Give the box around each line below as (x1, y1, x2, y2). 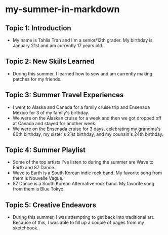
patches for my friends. (12, 76, 62, 82)
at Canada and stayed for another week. (12, 120, 97, 126)
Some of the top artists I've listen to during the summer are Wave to (12, 159, 154, 165)
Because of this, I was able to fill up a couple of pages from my (12, 219, 144, 226)
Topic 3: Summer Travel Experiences (5, 91, 124, 99)
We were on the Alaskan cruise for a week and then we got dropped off (12, 115, 162, 121)
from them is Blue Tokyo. (12, 186, 65, 192)
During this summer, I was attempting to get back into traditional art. (12, 214, 155, 220)
